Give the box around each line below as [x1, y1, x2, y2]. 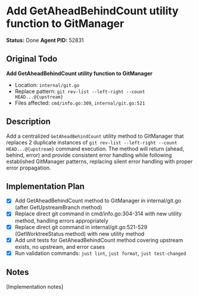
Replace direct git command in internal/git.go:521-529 [14, 223, 148, 230]
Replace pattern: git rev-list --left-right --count [14, 88, 145, 95]
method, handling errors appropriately [14, 217, 108, 224]
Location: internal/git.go [14, 81, 80, 88]
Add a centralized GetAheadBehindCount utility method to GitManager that [6, 132, 184, 140]
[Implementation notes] [6, 283, 64, 290]
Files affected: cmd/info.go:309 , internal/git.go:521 [14, 99, 145, 106]
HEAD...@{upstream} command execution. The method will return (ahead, [6, 145, 185, 152]
